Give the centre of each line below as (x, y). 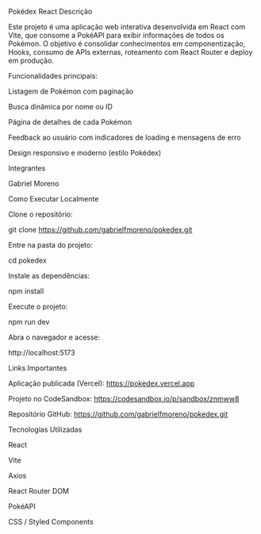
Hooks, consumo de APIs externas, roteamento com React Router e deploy (130, 52)
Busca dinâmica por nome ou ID (61, 107)
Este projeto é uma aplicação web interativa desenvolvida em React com (127, 27)
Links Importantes (38, 368)
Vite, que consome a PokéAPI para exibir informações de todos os (116, 35)
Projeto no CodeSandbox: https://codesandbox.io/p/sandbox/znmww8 (124, 399)
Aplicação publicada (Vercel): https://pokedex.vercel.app (102, 383)
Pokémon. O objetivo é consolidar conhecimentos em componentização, (127, 44)
